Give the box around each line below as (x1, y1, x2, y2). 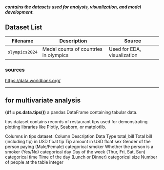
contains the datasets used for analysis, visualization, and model (5, 4, 142, 10)
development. (5, 9, 34, 15)
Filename (11, 38, 34, 44)
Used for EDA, (109, 46, 142, 53)
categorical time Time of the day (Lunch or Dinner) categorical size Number (5, 154, 158, 160)
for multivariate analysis (5, 96, 81, 105)
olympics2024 (7, 49, 38, 55)
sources (5, 66, 25, 73)
